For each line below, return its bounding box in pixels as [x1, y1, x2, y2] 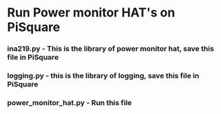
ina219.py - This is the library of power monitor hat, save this [7, 44, 215, 54]
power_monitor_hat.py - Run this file [7, 98, 132, 107]
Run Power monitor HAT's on [7, 5, 176, 21]
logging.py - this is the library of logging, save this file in [7, 71, 200, 80]
